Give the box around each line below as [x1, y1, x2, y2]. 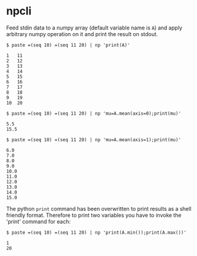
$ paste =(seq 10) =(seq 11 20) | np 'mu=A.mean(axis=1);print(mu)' [6, 136, 181, 142]
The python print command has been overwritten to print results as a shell [6, 205, 192, 212]
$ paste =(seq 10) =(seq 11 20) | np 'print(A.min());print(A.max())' [6, 230, 187, 236]
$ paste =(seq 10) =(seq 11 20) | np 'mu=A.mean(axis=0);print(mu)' [6, 110, 181, 117]
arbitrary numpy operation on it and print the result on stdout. [6, 30, 158, 37]
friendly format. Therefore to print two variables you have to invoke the [6, 212, 182, 219]
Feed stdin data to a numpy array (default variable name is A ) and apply [6, 24, 183, 31]
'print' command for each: [6, 218, 71, 225]
